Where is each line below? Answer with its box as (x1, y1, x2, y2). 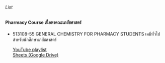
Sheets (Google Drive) (12, 51, 59, 57)
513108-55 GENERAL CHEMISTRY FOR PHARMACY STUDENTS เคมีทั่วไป (12, 30, 160, 37)
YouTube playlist (12, 46, 47, 52)
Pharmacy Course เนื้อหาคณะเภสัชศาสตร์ (5, 19, 82, 25)
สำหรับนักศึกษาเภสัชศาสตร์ (12, 36, 57, 42)
